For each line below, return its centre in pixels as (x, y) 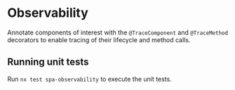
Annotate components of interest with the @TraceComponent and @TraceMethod (118, 32)
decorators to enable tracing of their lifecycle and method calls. (99, 39)
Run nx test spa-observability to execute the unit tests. (89, 79)
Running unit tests (48, 62)
